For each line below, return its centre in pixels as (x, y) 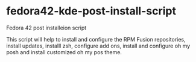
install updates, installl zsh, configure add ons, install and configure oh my (98, 46)
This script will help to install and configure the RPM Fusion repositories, (96, 39)
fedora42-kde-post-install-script (91, 11)
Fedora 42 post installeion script (46, 28)
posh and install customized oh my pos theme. (64, 52)
